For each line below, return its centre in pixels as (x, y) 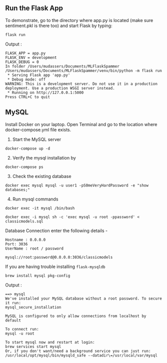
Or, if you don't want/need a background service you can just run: (78, 351)
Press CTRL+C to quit (28, 97)
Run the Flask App (34, 8)
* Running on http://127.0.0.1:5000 (45, 92)
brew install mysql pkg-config (38, 275)
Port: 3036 (16, 244)
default (13, 320)
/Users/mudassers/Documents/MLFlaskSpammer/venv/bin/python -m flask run (84, 70)
